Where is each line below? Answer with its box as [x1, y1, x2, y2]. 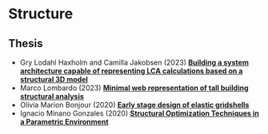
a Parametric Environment [19, 117, 110, 126]
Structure [8, 5, 74, 23]
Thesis [8, 37, 43, 50]
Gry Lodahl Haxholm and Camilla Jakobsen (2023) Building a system [19, 57, 250, 67]
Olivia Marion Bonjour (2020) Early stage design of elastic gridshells [19, 100, 250, 109]
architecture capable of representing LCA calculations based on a [19, 66, 243, 76]
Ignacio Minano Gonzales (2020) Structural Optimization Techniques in [19, 108, 260, 118]
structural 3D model [19, 75, 88, 84]
